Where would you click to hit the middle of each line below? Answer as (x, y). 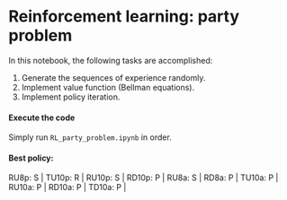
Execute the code (42, 117)
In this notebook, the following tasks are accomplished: (111, 60)
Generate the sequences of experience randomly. (113, 77)
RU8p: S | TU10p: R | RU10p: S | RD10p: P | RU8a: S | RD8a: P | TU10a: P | (143, 178)
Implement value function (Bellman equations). (108, 87)
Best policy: (31, 158)
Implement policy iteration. (71, 97)
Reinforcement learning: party (124, 17)
